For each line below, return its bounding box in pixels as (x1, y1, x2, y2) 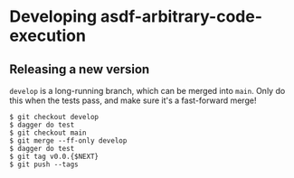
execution (9, 25, 86, 46)
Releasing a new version (9, 61, 150, 77)
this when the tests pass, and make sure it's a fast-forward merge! (9, 95, 257, 106)
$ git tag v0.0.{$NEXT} (9, 152, 100, 161)
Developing (9, 6, 98, 27)
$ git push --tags (9, 160, 79, 169)
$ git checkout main (9, 128, 88, 137)
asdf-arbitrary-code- (100, 6, 262, 27)
